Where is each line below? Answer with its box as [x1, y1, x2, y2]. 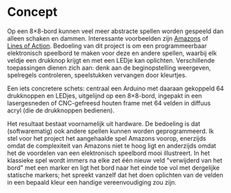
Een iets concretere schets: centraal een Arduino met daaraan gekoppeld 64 [7, 84, 224, 92]
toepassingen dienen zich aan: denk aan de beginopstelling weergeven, [7, 63, 212, 72]
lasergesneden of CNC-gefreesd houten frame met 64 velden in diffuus [7, 99, 211, 107]
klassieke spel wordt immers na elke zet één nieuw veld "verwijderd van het [7, 156, 223, 164]
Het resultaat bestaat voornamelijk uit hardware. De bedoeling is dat [7, 119, 201, 128]
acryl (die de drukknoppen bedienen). [7, 106, 115, 114]
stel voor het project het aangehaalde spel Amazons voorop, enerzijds [7, 134, 207, 142]
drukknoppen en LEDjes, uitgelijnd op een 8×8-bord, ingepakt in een [7, 91, 202, 100]
